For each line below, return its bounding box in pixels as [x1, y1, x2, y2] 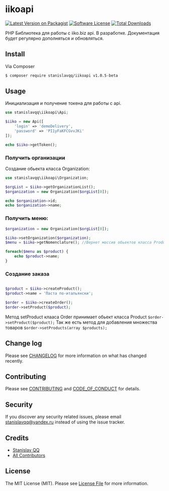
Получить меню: [5, 215, 49, 222]
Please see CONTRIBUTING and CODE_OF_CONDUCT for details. [5, 386, 141, 392]
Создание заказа [5, 270, 49, 277]
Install [5, 50, 25, 58]
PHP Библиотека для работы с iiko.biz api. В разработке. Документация [5, 30, 160, 36]
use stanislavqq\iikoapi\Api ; [5, 110, 69, 115]
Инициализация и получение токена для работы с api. [5, 100, 122, 106]
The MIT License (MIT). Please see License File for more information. [5, 480, 148, 486]
